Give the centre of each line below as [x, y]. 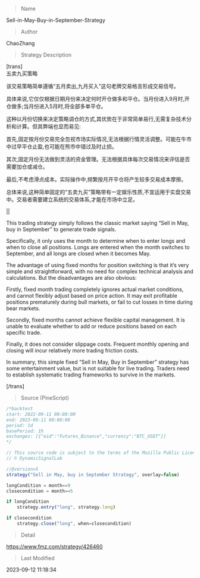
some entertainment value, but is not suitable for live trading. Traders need [98, 368]
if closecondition [29, 518]
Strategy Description [46, 55]
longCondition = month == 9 [38, 486]
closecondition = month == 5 [40, 491]
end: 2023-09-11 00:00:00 [38, 420]
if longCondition [28, 502]
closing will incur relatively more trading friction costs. [72, 350]
